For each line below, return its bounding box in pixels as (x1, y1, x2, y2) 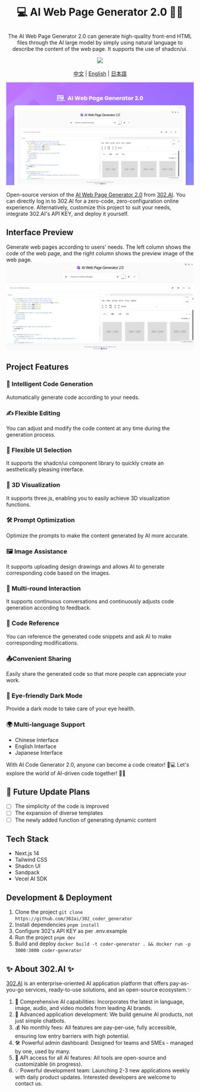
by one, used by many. (14, 1048, 71, 1055)
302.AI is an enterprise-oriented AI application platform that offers (6, 980, 168, 987)
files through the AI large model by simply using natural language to (17, 39, 183, 46)
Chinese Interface (14, 736, 59, 743)
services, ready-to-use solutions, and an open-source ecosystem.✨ (25, 986, 192, 993)
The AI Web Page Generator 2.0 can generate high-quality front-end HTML (8, 33, 192, 40)
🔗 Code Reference (6, 619, 60, 627)
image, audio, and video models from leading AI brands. (14, 1005, 153, 1012)
